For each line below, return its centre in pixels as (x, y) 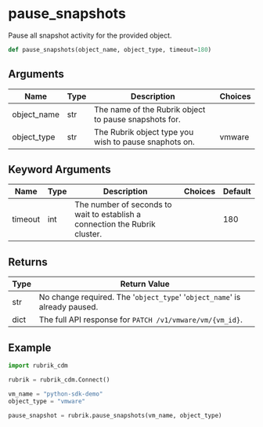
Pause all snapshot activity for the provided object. (90, 35)
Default (237, 191)
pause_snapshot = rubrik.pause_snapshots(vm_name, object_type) (115, 415)
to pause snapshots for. (137, 119)
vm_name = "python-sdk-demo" (56, 394)
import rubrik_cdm (38, 366)
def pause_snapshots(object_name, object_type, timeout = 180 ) (110, 49)
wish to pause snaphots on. (144, 142)
